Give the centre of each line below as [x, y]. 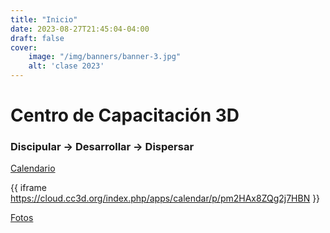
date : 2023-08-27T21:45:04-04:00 [80, 29]
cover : [24, 47]
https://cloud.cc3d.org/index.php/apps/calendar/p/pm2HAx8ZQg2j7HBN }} [165, 198]
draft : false [37, 38]
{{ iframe [29, 188]
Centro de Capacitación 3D [125, 115]
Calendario [33, 168]
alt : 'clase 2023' [66, 66]
